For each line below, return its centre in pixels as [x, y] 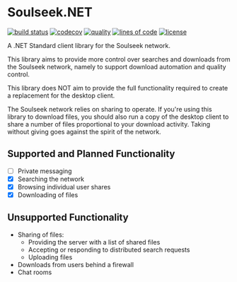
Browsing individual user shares [64, 187]
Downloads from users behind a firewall [76, 264]
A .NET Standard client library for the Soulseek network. [89, 45]
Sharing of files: [41, 235]
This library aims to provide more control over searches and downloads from [119, 59]
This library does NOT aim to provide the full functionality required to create [118, 88]
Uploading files [50, 257]
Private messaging [45, 171]
